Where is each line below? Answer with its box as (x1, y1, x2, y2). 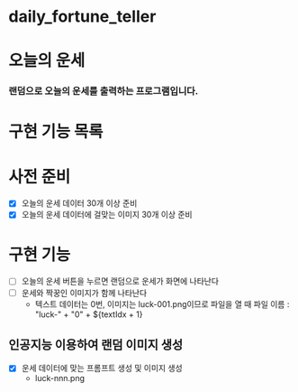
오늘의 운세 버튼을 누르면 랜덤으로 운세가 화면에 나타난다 (21, 275, 220, 286)
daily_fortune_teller (8, 6, 157, 27)
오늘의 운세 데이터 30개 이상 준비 (21, 198, 138, 209)
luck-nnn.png (34, 373, 86, 384)
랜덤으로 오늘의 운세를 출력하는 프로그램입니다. (8, 85, 199, 98)
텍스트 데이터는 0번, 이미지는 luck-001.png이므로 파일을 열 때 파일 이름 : (34, 298, 290, 309)
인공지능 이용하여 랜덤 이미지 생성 (8, 337, 184, 352)
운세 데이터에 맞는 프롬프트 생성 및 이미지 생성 (21, 363, 183, 374)
